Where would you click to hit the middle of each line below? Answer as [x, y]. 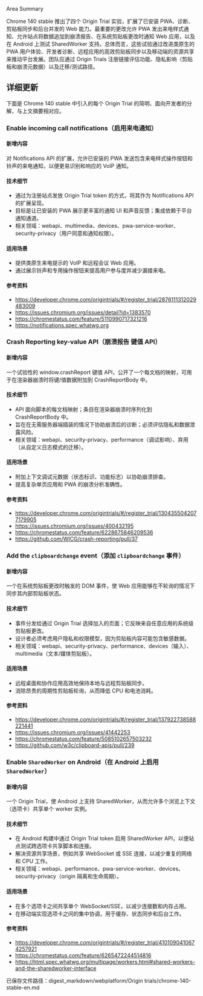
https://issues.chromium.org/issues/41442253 [72, 732]
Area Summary [25, 9]
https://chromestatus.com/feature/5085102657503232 [83, 739]
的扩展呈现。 [31, 203]
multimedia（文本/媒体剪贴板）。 [55, 653]
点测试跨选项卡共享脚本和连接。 [55, 846]
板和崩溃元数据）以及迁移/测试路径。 [52, 67]
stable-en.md [23, 988]
